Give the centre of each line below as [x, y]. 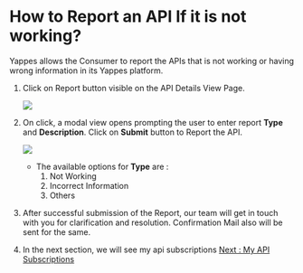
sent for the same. [57, 231]
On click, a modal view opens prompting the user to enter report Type [152, 122]
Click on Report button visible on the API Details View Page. [134, 88]
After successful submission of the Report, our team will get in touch [150, 212]
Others [62, 195]
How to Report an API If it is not [128, 17]
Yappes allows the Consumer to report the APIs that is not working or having [152, 61]
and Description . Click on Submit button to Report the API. [132, 132]
